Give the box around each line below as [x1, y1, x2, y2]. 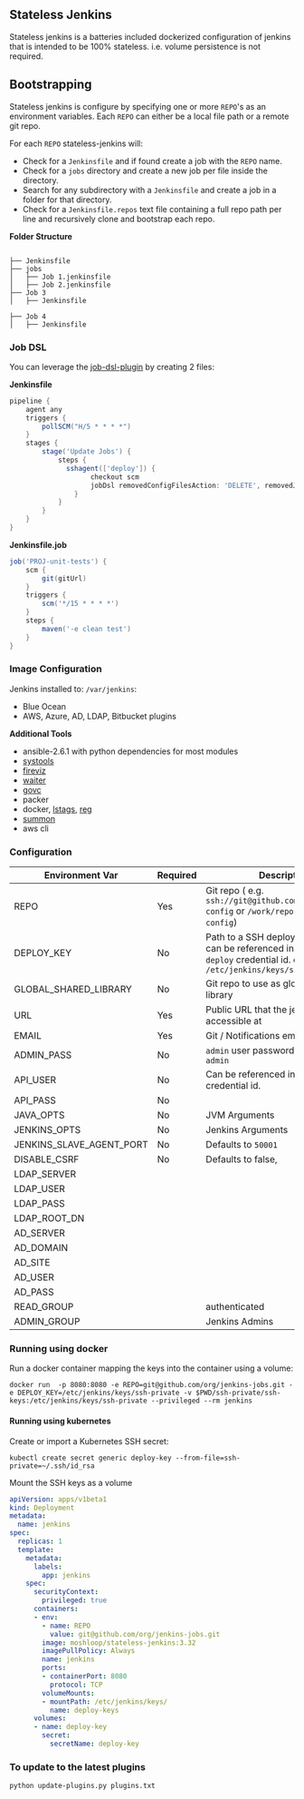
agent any [25, 405, 63, 414]
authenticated [205, 1301, 265, 1314]
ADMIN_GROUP [14, 1315, 81, 1328]
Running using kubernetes [9, 1415, 111, 1427]
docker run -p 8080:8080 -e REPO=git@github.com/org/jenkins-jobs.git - [9, 1381, 294, 1390]
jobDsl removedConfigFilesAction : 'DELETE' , [90, 481, 261, 490]
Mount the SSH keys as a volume [9, 1477, 133, 1488]
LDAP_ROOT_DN [14, 1212, 85, 1225]
